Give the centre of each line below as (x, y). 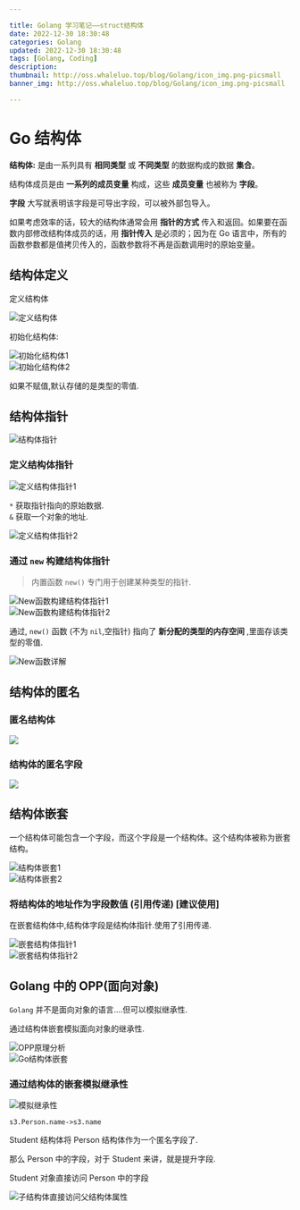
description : (33, 67)
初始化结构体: (34, 336)
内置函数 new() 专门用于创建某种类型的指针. (111, 581)
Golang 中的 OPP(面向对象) (84, 986)
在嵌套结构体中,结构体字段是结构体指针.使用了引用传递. (111, 925)
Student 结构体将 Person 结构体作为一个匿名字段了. (104, 1140)
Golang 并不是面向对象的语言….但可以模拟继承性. (99, 1009)
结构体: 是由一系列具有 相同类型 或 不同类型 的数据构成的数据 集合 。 (135, 165)
